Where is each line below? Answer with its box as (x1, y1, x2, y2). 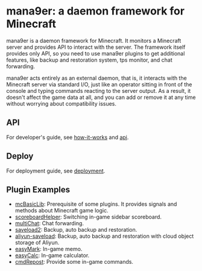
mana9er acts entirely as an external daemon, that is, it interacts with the (6, 74, 187, 81)
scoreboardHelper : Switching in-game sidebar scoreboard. (14, 213, 162, 221)
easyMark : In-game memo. (14, 246, 83, 253)
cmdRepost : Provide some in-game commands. (14, 258, 134, 266)
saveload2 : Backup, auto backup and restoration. (14, 226, 137, 234)
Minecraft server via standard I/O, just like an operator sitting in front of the (6, 80, 192, 88)
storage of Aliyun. (14, 239, 60, 246)
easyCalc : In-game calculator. (14, 252, 90, 259)
